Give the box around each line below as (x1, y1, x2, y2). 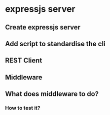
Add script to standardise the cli (5, 39, 106, 48)
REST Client (5, 57, 42, 65)
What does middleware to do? (5, 90, 99, 98)
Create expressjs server (5, 23, 80, 31)
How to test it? (5, 105, 40, 112)
